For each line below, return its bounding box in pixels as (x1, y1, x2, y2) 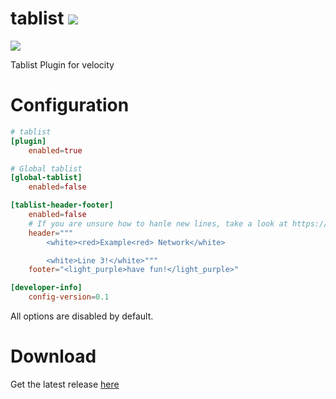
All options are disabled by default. (10, 310, 154, 322)
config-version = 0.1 (28, 292, 110, 302)
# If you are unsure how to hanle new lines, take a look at (28, 218, 288, 229)
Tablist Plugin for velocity (10, 58, 115, 71)
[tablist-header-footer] (10, 200, 114, 211)
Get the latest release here (10, 378, 120, 390)
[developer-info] (10, 283, 83, 293)
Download (10, 345, 97, 368)
